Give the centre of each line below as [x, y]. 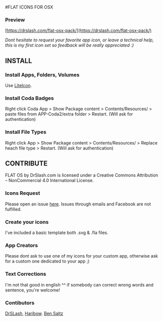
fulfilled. [13, 209]
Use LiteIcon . [18, 85]
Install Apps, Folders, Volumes [42, 75]
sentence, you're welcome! [33, 290]
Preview [15, 20]
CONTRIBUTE [26, 163]
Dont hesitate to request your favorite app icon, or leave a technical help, [80, 40]
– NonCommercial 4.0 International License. [49, 180]
